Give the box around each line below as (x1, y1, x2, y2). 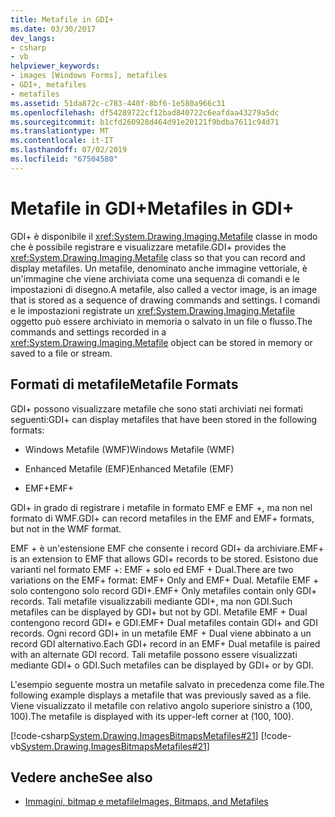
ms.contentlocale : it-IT (10, 136, 114, 146)
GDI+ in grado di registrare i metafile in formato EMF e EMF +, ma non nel (10, 501, 313, 513)
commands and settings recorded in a (10, 326, 167, 338)
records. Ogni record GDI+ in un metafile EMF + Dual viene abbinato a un (10, 627, 312, 639)
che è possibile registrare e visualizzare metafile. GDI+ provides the (10, 241, 287, 253)
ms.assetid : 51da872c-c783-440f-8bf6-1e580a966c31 (10, 98, 226, 108)
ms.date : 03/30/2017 (10, 24, 97, 34)
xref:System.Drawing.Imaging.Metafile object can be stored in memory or (10, 336, 313, 348)
